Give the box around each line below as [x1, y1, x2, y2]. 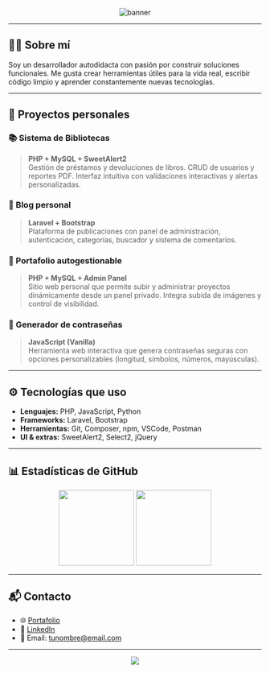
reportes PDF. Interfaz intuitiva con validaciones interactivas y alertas [27, 171, 259, 180]
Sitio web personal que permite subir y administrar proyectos [27, 282, 231, 291]
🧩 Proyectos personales [8, 108, 130, 122]
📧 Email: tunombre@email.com [19, 633, 122, 642]
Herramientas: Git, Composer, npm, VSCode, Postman [19, 423, 202, 434]
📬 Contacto [8, 590, 72, 604]
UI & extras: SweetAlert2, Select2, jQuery [19, 432, 158, 442]
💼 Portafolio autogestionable [8, 254, 123, 266]
